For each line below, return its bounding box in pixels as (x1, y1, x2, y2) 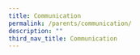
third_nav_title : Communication (8, 34, 117, 43)
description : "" (8, 27, 63, 35)
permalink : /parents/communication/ (8, 19, 132, 27)
